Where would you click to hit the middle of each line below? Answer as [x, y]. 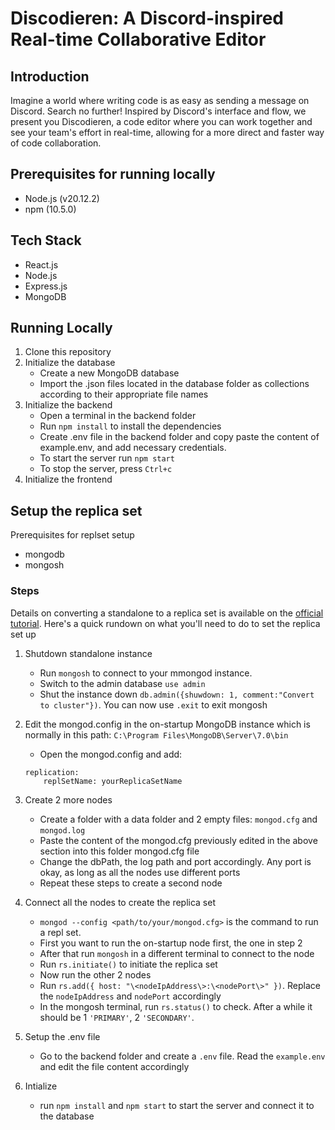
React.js [41, 264]
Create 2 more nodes [68, 799]
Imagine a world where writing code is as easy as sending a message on [160, 100]
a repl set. [60, 932]
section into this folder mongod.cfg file [119, 851]
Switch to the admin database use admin [122, 683]
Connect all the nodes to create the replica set [120, 902]
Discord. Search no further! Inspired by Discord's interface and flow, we [158, 111]
